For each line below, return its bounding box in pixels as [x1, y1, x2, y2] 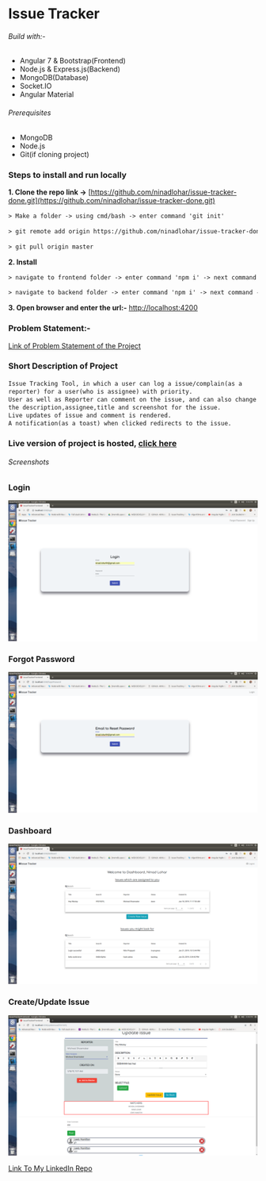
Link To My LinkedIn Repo [8, 1164, 93, 1173]
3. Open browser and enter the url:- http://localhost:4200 [8, 303, 198, 313]
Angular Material [19, 90, 74, 99]
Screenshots [8, 457, 50, 467]
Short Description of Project [8, 360, 119, 371]
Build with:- [8, 31, 46, 40]
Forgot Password [8, 653, 75, 664]
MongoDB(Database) [19, 73, 89, 83]
